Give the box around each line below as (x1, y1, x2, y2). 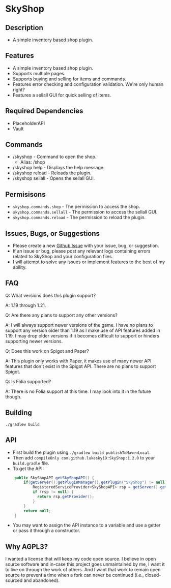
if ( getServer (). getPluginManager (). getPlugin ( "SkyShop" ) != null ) (23, 480, 167, 485)
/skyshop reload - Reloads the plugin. (12, 170, 92, 176)
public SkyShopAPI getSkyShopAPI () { (14, 475, 95, 480)
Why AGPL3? (5, 542, 48, 551)
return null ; (23, 508, 51, 513)
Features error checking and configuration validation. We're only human (12, 81, 164, 87)
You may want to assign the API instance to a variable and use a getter (12, 522, 161, 529)
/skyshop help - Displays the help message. (12, 165, 105, 171)
